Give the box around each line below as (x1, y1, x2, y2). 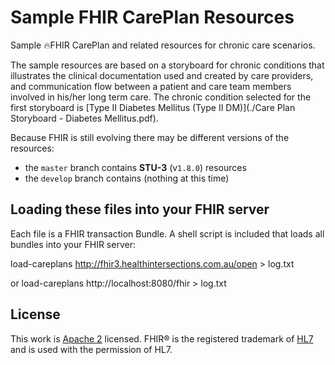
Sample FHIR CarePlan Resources (10, 6, 295, 29)
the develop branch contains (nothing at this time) (24, 172, 230, 184)
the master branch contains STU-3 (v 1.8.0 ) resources (24, 161, 247, 173)
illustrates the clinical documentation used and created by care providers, (10, 69, 314, 81)
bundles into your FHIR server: (10, 238, 136, 250)
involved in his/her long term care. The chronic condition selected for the (10, 91, 312, 103)
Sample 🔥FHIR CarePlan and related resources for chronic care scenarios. (10, 39, 316, 51)
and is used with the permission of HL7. (10, 343, 173, 355)
